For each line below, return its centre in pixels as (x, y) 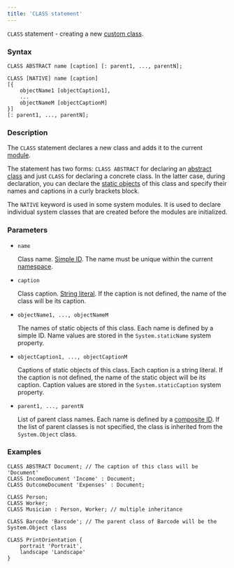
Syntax (20, 52)
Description (28, 132)
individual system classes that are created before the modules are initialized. (117, 212)
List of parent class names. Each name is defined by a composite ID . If (118, 419)
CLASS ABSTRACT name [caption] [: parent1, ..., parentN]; (95, 66)
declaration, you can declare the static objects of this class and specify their (117, 184)
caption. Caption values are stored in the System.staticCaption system (119, 384)
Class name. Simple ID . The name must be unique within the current (115, 258)
